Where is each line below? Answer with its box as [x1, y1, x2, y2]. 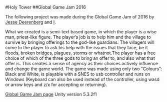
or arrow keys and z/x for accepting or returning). [5, 82, 107, 88]
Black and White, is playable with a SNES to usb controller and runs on [5, 71, 150, 77]
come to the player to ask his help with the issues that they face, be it [5, 45, 148, 50]
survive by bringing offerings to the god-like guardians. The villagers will [5, 39, 155, 45]
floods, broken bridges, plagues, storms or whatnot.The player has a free [5, 50, 156, 56]
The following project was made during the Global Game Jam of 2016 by [5, 14, 154, 19]
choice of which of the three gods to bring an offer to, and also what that [5, 55, 155, 61]
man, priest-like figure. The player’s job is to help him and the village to [5, 34, 151, 40]
